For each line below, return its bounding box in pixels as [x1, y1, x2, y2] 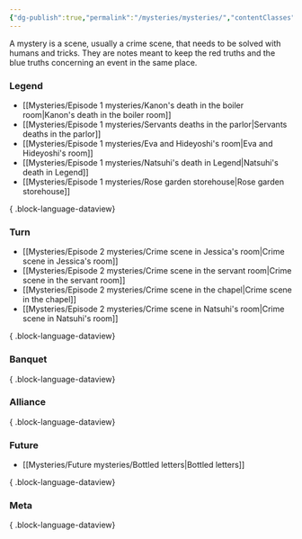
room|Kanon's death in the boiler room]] [22, 109, 172, 120]
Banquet [9, 353, 48, 365]
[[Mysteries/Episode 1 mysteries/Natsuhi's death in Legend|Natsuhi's [22, 157, 279, 167]
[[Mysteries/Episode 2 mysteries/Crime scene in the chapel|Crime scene [22, 284, 292, 295]
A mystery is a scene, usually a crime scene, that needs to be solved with [9, 38, 281, 49]
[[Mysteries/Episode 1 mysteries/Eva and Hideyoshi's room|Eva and [22, 138, 273, 148]
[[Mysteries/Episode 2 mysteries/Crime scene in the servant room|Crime [22, 265, 292, 276]
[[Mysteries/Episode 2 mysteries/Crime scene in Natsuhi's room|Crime [22, 303, 285, 315]
